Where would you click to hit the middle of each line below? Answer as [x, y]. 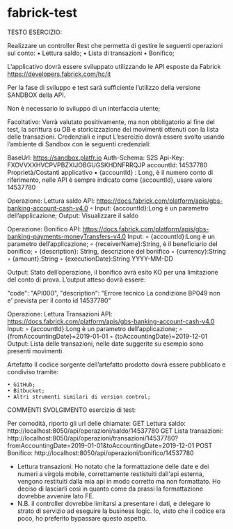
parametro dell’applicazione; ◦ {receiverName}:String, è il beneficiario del [112, 244]
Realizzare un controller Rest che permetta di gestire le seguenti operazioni [115, 45]
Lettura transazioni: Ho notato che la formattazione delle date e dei [113, 466]
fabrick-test [42, 13]
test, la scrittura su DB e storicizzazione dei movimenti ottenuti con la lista [113, 129]
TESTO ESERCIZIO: [35, 32]
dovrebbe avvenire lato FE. [56, 496]
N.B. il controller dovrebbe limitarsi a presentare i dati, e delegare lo [114, 503]
